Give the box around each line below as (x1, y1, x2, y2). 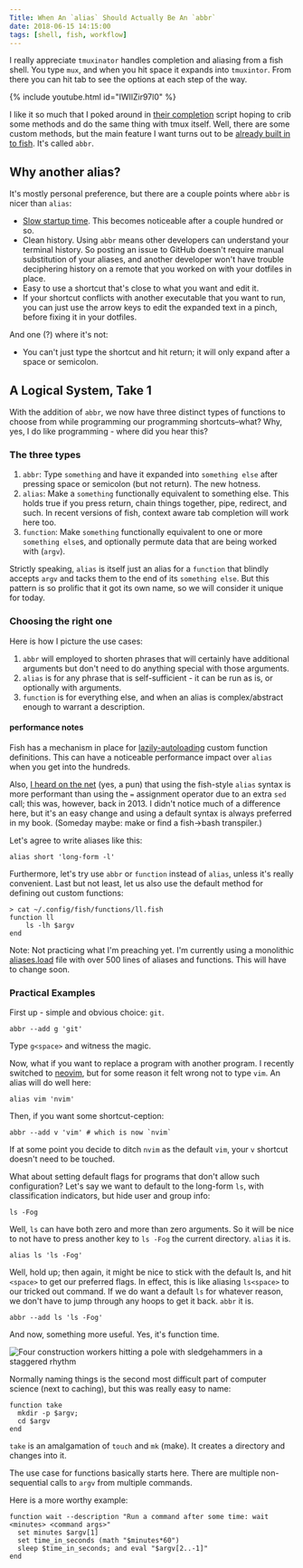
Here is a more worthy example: (9, 1495, 128, 1506)
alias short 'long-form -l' (9, 852, 116, 861)
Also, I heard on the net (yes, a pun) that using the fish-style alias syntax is (9, 779, 291, 789)
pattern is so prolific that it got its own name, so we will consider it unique (9, 583, 284, 594)
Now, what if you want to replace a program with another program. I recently (9, 1058, 295, 1069)
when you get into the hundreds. (9, 761, 131, 772)
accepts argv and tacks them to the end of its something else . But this (9, 573, 270, 584)
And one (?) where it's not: (9, 330, 109, 340)
